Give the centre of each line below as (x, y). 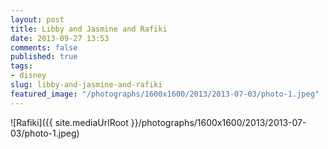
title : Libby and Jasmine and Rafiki (89, 29)
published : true (44, 57)
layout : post (37, 19)
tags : (21, 66)
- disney (28, 76)
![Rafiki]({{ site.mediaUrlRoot (69, 122)
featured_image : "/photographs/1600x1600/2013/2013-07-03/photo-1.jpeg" (165, 94)
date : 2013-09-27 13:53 (60, 38)
